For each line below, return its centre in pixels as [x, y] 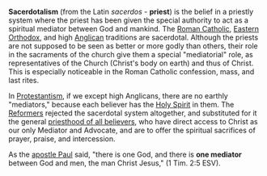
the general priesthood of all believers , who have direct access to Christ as [133, 122]
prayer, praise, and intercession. [62, 139]
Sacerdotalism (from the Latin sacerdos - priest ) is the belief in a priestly [131, 12]
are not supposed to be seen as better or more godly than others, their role [133, 46]
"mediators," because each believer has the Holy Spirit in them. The [121, 105]
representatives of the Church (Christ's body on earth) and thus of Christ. [131, 63]
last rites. [23, 80]
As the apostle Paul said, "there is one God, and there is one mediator [125, 154]
